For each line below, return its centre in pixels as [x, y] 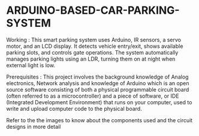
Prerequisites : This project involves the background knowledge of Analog [97, 77]
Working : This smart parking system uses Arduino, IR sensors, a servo [94, 40]
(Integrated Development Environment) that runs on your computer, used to [99, 102]
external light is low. [31, 65]
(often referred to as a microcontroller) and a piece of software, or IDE [93, 96]
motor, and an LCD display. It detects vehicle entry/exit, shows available [95, 46]
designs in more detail [34, 126]
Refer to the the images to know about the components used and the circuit [99, 120]
